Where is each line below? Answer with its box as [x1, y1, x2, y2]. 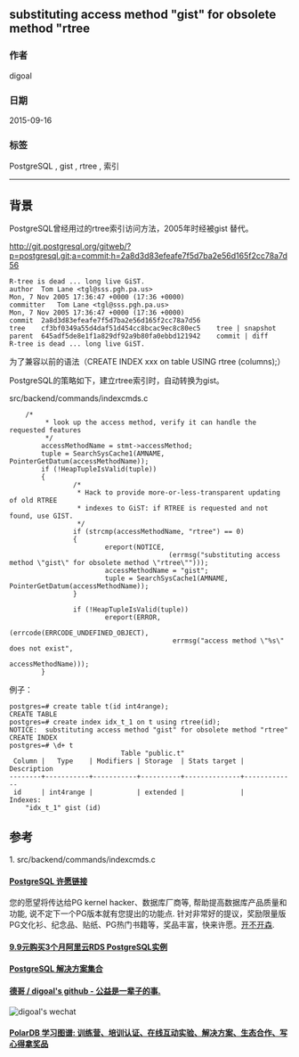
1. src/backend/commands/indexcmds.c [9, 854, 156, 864]
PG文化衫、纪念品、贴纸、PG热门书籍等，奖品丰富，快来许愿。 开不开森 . [9, 920, 275, 930]
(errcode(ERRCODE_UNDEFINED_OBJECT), [9, 628, 149, 638]
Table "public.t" [120, 749, 185, 758]
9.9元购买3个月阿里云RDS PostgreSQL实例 [9, 941, 167, 952]
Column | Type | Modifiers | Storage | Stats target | [12, 757, 245, 766]
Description [9, 765, 53, 774]
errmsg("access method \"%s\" [172, 636, 285, 645]
